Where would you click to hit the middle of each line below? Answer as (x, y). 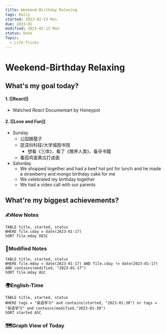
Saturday (22, 163)
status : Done (19, 33)
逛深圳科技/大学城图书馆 (45, 145)
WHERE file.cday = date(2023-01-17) (43, 232)
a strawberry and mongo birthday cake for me (67, 174)
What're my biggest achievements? (62, 200)
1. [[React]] (17, 99)
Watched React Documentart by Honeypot (56, 110)
